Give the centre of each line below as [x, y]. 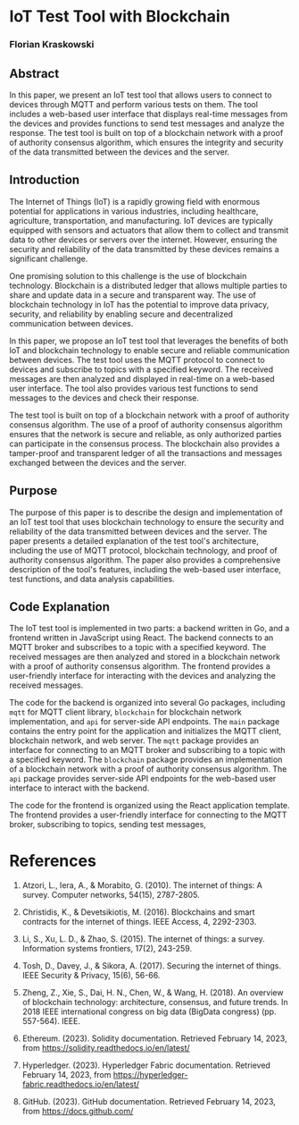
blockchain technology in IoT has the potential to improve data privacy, [139, 304]
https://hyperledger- [150, 1075]
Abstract [34, 73]
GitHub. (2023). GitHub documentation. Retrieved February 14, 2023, [149, 1102]
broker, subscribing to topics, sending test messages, [108, 825]
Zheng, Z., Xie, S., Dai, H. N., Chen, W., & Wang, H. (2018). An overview [153, 993]
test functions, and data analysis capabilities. [92, 579]
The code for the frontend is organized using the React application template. [149, 806]
